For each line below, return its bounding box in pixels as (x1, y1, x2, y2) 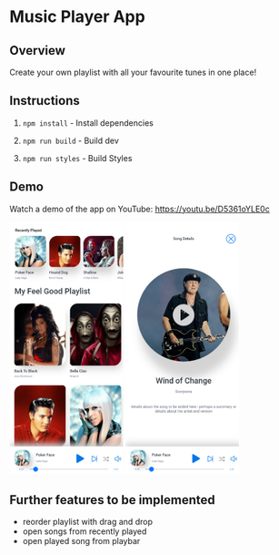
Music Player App (9, 6, 145, 27)
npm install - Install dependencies (22, 117, 154, 128)
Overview (9, 43, 66, 58)
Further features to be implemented (9, 492, 215, 508)
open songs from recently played (22, 526, 147, 537)
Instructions (9, 93, 80, 108)
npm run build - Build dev (22, 135, 120, 146)
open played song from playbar (22, 536, 141, 547)
